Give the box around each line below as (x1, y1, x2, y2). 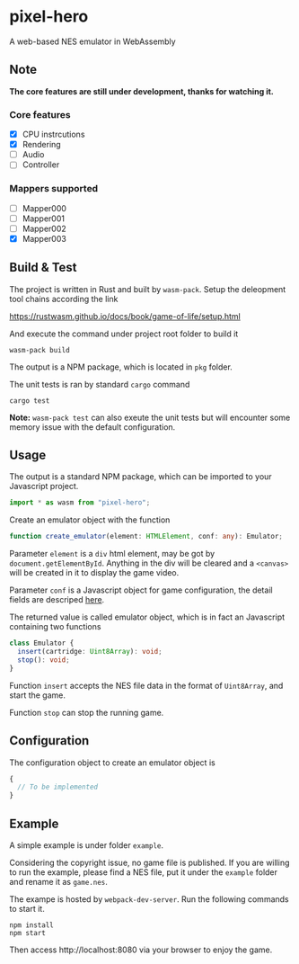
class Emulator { (9, 638, 75, 648)
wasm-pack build (9, 345, 70, 354)
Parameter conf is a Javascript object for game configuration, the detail (9, 585, 273, 595)
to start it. (9, 903, 45, 914)
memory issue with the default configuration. (9, 421, 176, 433)
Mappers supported (9, 183, 99, 195)
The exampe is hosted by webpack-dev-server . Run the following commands (9, 893, 289, 905)
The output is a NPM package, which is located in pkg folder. (9, 361, 233, 372)
